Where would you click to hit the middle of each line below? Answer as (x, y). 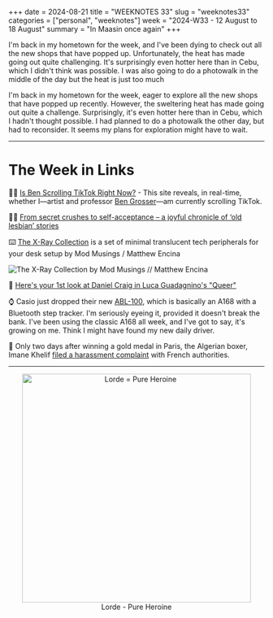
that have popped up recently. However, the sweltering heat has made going (136, 104)
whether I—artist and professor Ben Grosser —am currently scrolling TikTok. (135, 201)
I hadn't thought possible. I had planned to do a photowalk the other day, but (136, 121)
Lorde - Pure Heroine (136, 607)
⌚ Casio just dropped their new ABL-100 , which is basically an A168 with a (132, 301)
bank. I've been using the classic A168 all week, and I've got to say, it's (127, 321)
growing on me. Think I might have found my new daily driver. (112, 330)
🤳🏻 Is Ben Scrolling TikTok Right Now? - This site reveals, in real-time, (125, 192)
